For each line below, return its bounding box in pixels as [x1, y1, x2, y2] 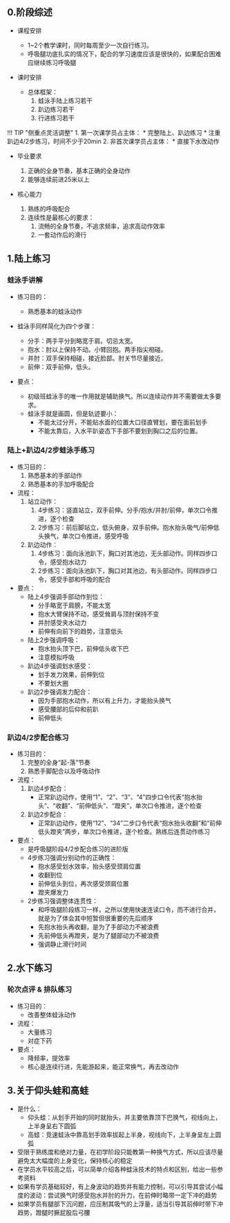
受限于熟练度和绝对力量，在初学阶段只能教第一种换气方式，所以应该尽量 [17, 1148, 223, 1156]
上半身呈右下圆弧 [27, 1121, 77, 1130]
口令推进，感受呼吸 [74, 532, 129, 540]
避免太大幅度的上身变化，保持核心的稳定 [17, 1156, 133, 1165]
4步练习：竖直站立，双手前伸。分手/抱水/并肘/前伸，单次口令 [37, 506, 212, 514]
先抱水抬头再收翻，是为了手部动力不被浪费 [37, 923, 160, 931]
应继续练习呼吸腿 [27, 58, 77, 66]
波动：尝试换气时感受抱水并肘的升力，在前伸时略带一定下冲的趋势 [29, 1190, 218, 1199]
